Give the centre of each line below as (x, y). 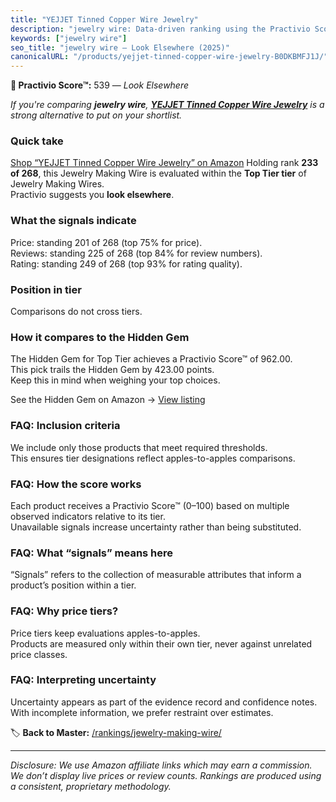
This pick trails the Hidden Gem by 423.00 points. (112, 370)
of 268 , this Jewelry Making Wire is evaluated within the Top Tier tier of (158, 173)
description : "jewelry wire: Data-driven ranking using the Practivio (160, 29)
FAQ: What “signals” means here (92, 553)
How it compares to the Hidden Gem (100, 337)
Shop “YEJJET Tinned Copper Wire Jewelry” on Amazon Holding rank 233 (164, 163)
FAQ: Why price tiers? (64, 611)
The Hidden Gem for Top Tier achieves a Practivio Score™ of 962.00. (151, 359)
